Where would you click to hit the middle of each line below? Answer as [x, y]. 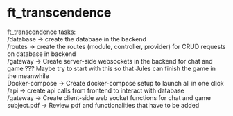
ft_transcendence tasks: [42, 32]
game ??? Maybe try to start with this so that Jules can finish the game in [112, 68]
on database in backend [42, 54]
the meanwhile [28, 76]
